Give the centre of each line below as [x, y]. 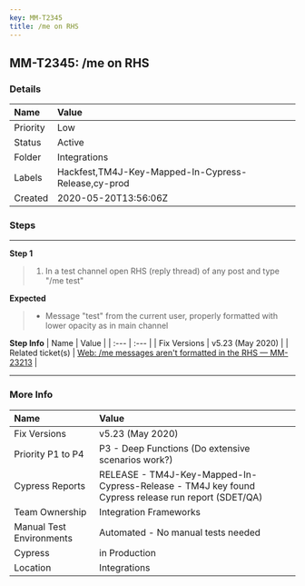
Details [25, 89]
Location [33, 567]
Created [31, 198]
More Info [31, 394]
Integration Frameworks [150, 512]
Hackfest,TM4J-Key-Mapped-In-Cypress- [152, 172]
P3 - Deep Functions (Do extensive [175, 448]
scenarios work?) [136, 460]
